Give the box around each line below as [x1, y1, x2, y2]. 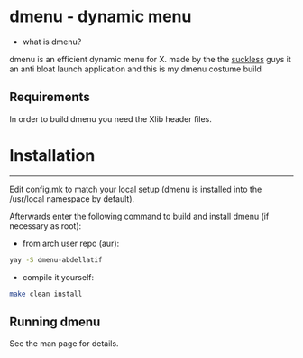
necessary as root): [9, 220, 82, 231]
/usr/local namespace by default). [9, 193, 135, 204]
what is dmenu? [22, 36, 82, 47]
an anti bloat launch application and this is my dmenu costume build [9, 63, 262, 74]
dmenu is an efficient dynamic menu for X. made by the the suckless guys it [9, 53, 291, 64]
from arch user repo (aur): [22, 238, 120, 249]
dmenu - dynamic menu [9, 6, 192, 27]
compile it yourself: [22, 271, 95, 282]
